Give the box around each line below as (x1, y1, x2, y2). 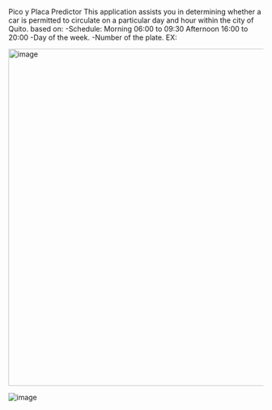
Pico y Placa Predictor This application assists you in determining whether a (8, 7, 261, 16)
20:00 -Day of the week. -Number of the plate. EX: (8, 32, 178, 42)
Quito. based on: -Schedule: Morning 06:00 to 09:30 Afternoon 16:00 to (8, 24, 249, 33)
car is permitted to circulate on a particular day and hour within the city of (8, 15, 254, 25)
